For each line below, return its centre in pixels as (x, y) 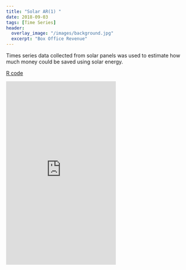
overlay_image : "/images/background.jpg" (63, 33)
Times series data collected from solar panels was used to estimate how (93, 55)
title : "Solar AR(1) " (34, 11)
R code (15, 73)
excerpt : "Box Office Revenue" (49, 39)
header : (15, 28)
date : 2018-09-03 (27, 17)
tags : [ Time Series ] (31, 22)
